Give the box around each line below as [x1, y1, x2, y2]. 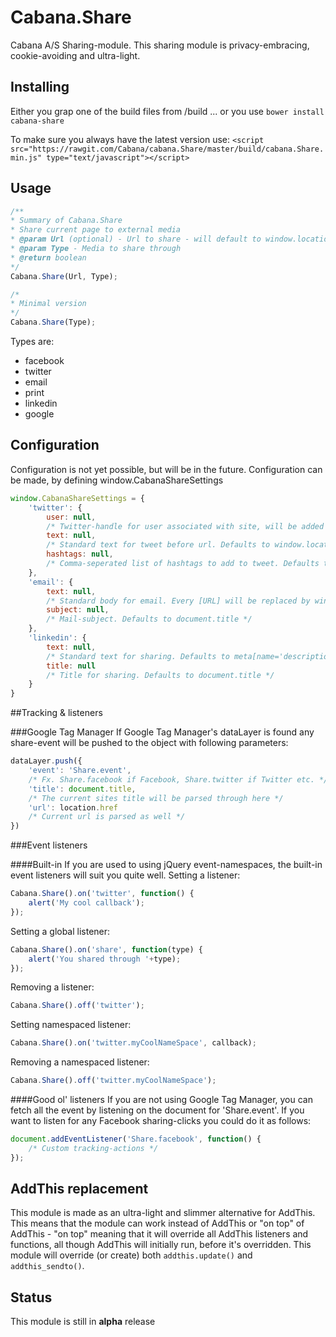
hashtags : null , [46, 549, 114, 560]
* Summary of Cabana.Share [10, 216, 123, 226]
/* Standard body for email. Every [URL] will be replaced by [46, 596, 311, 606]
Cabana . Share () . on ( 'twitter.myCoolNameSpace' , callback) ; [10, 1038, 257, 1048]
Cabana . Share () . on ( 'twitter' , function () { [10, 889, 195, 899]
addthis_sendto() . [10, 1260, 85, 1272]
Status [10, 1289, 53, 1306]
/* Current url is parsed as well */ [28, 812, 186, 822]
